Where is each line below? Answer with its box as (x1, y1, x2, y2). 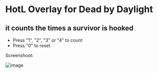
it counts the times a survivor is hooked (5, 24, 134, 32)
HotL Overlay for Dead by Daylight (5, 4, 153, 15)
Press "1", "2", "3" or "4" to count (12, 37, 83, 43)
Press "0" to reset (12, 43, 51, 49)
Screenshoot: (5, 52, 34, 58)
